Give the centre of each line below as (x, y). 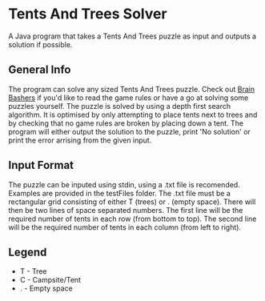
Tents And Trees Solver (88, 14)
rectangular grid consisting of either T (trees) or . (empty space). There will (132, 202)
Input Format (41, 165)
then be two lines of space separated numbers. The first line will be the (126, 210)
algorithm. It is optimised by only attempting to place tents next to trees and (133, 114)
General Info (40, 70)
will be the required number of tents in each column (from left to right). (125, 227)
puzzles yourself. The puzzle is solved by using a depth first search (119, 106)
